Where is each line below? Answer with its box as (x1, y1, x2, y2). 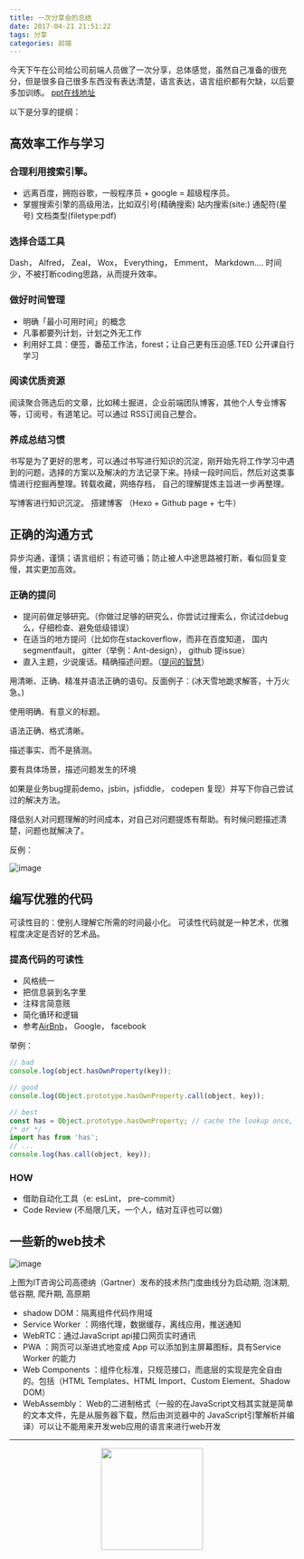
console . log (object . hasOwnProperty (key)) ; (9, 1067, 172, 1076)
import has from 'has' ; (9, 1133, 100, 1143)
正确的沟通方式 (9, 527, 93, 542)
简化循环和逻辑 (22, 1009, 79, 1020)
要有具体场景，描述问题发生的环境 (9, 764, 137, 775)
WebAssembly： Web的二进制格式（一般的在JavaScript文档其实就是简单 (22, 1398, 294, 1409)
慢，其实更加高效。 (9, 563, 81, 574)
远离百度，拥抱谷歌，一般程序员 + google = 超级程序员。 (22, 187, 235, 198)
